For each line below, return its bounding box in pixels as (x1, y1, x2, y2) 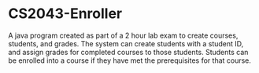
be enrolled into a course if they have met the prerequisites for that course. (8, 56, 252, 65)
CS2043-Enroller (8, 5, 123, 23)
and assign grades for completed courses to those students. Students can (8, 47, 249, 57)
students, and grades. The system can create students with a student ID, (8, 38, 244, 48)
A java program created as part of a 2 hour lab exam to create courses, (8, 31, 239, 40)
